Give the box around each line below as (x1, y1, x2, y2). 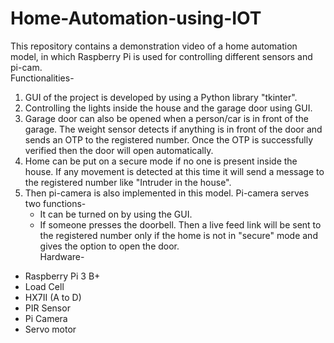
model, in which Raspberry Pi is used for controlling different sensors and (10, 50, 313, 62)
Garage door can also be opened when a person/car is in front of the (24, 112, 309, 124)
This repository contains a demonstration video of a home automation (10, 40, 298, 52)
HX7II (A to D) (24, 291, 82, 303)
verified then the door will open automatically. (24, 144, 214, 156)
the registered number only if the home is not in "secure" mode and (39, 229, 318, 241)
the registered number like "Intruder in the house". (24, 176, 232, 188)
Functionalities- (10, 72, 75, 84)
